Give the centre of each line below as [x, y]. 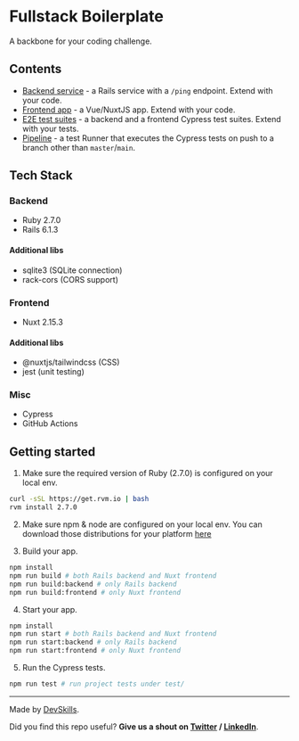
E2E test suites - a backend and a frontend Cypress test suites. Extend [152, 119]
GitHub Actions [50, 424]
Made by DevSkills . [44, 709]
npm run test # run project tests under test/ [97, 684]
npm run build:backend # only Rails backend [93, 584]
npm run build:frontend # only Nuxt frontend [95, 592]
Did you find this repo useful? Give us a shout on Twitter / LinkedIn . [134, 726]
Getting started [53, 452]
